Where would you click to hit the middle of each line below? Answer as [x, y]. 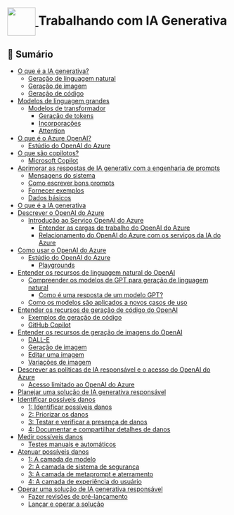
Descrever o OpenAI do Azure [61, 213]
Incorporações [60, 123]
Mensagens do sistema [62, 175]
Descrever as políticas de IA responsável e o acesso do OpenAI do [114, 370]
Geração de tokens [66, 116]
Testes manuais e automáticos [72, 444]
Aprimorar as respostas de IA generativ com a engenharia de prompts [118, 168]
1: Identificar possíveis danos [70, 407]
